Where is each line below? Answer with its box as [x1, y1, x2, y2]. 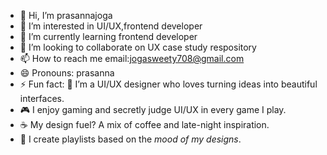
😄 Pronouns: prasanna [19, 67, 115, 79]
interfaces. [19, 93, 65, 104]
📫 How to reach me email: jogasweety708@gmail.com [19, 53, 245, 64]
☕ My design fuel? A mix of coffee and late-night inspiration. [19, 119, 270, 130]
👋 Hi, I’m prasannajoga [19, 10, 113, 21]
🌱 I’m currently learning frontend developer [19, 31, 198, 42]
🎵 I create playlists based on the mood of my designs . [19, 133, 242, 145]
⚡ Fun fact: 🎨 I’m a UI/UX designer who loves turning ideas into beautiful [19, 78, 318, 90]
